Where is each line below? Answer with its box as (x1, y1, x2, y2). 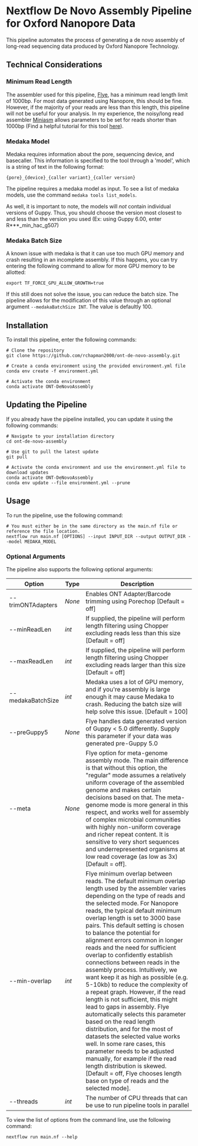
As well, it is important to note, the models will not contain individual (6, 202, 171, 210)
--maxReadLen (9, 657, 53, 665)
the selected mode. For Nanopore (85, 899, 179, 907)
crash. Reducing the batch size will (85, 700, 182, 708)
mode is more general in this (110, 800, 189, 809)
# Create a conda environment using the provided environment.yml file (6, 363, 186, 369)
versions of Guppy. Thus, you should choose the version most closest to (6, 209, 182, 216)
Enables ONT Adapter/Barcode (85, 590, 171, 598)
